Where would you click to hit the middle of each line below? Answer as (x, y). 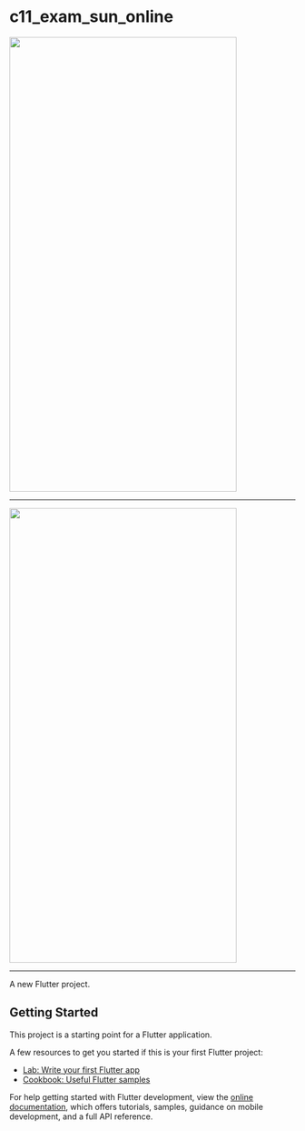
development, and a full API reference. (81, 1116)
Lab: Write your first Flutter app (81, 1069)
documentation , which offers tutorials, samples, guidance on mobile (136, 1106)
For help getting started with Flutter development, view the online (132, 1096)
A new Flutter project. (50, 984)
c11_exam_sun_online (92, 17)
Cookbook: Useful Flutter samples (86, 1079)
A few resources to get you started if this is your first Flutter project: (136, 1052)
